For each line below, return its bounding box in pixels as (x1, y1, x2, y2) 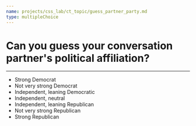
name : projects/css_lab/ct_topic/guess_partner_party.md (6, 8, 148, 15)
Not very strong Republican (14, 107, 80, 114)
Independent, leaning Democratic (14, 89, 95, 96)
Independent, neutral (14, 94, 65, 102)
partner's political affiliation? (6, 51, 150, 65)
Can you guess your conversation (6, 39, 173, 52)
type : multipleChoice (6, 14, 59, 20)
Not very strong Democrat (14, 82, 78, 89)
